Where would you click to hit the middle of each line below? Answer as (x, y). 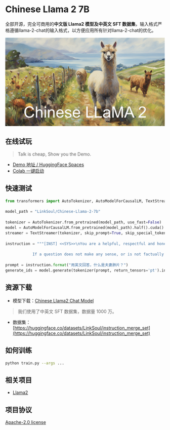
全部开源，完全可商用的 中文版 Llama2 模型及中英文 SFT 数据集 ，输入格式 (81, 24)
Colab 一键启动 (28, 171)
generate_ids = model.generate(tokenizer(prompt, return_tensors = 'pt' (81, 270)
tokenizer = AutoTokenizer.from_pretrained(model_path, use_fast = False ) (83, 222)
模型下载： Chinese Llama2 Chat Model (53, 300)
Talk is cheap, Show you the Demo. (54, 154)
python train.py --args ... (35, 363)
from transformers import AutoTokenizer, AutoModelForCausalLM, (74, 201)
